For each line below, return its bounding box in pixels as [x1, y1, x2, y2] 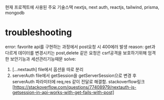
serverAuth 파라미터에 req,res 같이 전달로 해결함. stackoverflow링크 [12, 78, 145, 84]
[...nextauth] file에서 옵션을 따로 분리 [12, 66, 84, 72]
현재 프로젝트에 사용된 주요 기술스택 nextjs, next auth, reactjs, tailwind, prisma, [5, 4, 160, 10]
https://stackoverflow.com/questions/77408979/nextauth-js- [14, 84, 137, 90]
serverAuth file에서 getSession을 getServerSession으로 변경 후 [12, 73, 137, 78]
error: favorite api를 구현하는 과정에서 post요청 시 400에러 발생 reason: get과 [5, 44, 156, 50]
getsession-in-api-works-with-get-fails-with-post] [12, 89, 115, 95]
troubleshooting [5, 27, 72, 38]
